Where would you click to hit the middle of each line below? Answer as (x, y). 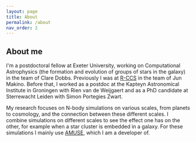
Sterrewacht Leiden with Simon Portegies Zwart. (64, 96)
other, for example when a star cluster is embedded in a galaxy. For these (94, 127)
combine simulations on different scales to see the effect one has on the (93, 120)
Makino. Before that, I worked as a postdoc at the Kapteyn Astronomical (93, 84)
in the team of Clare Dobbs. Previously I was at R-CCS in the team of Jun (94, 78)
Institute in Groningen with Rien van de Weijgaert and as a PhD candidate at (97, 91)
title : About (22, 17)
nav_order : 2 (22, 28)
